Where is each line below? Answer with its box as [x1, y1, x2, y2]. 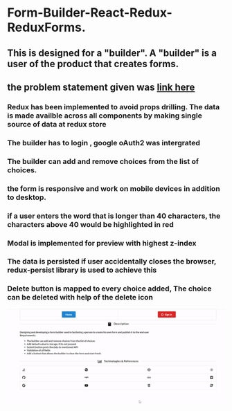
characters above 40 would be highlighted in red [7, 219, 175, 229]
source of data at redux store [7, 119, 107, 129]
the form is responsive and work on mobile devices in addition [7, 183, 220, 193]
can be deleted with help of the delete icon [7, 293, 154, 302]
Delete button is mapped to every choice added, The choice [7, 284, 212, 293]
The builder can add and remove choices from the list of [7, 156, 199, 166]
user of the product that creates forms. [7, 57, 179, 70]
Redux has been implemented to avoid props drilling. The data [7, 102, 220, 111]
